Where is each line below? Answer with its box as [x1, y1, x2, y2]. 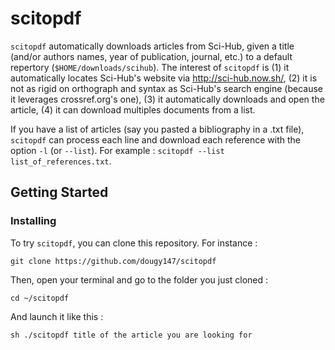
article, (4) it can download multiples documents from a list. [10, 103, 256, 116]
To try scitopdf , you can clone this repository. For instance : [10, 237, 258, 249]
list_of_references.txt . [10, 155, 112, 167]
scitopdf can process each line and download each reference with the [10, 133, 301, 146]
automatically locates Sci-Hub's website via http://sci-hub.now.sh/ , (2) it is [10, 72, 318, 84]
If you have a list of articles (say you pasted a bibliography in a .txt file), [10, 123, 305, 135]
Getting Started [10, 184, 109, 201]
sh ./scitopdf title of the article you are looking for [10, 330, 253, 340]
